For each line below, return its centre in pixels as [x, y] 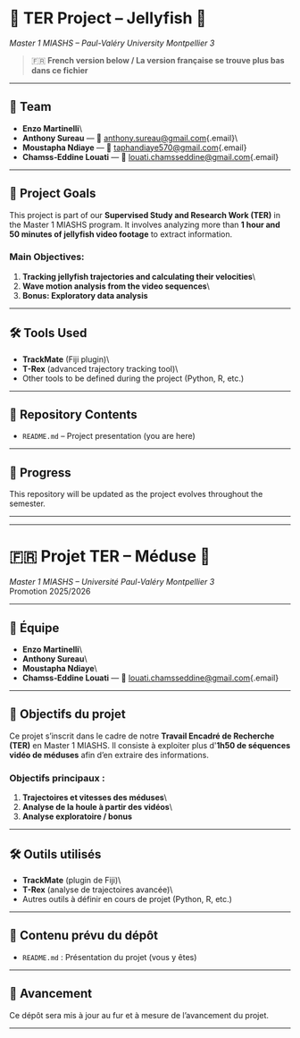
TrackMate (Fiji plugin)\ [66, 359]
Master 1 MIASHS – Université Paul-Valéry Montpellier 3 [112, 582]
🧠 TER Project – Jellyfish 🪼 [108, 18]
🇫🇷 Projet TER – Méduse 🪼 [110, 557]
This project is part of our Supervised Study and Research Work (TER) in [145, 215]
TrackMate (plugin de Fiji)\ [71, 880]
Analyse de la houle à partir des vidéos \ [97, 807]
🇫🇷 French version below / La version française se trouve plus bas [158, 60]
